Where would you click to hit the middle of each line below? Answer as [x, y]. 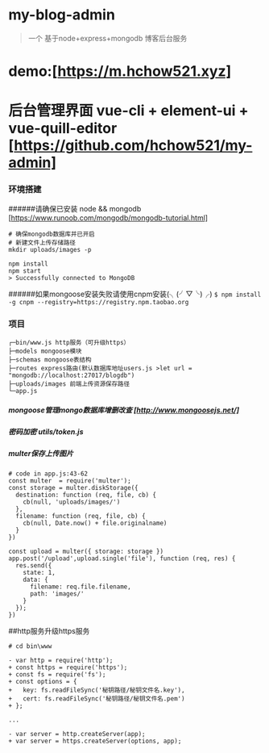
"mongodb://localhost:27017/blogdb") [72, 375]
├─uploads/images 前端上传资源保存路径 [69, 384]
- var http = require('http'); [61, 660]
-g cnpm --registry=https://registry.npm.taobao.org [99, 302]
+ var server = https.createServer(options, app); [95, 741]
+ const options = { [43, 681]
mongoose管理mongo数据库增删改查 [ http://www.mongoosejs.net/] [124, 410]
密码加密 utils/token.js [46, 431]
